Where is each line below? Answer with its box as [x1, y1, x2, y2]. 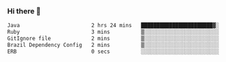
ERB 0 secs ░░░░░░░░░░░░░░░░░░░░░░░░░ [7, 48, 219, 55]
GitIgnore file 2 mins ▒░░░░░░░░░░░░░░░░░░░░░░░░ [7, 35, 219, 42]
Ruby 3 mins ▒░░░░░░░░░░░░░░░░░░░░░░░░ [7, 29, 219, 36]
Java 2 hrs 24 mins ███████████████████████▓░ [7, 22, 219, 29]
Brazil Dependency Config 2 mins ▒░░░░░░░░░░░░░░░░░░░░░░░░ [7, 41, 219, 48]
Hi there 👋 [7, 6, 42, 16]
